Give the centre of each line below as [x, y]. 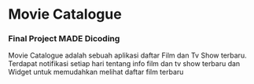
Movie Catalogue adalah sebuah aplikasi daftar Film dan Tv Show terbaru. [127, 55]
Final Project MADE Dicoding [64, 39]
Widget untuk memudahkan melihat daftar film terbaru [96, 72]
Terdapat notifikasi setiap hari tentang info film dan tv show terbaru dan [124, 64]
